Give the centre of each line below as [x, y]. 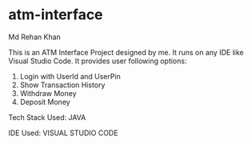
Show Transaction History [62, 85]
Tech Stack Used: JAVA [47, 117]
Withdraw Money [48, 93]
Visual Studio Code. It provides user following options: [98, 61]
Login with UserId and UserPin [70, 76]
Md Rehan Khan [35, 37]
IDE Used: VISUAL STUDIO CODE [63, 133]
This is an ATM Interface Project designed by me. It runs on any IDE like [126, 52]
